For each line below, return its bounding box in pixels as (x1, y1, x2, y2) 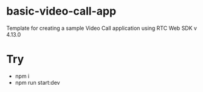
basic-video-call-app (6, 4, 117, 18)
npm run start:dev (15, 79, 60, 86)
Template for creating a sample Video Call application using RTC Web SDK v (6, 24, 198, 32)
